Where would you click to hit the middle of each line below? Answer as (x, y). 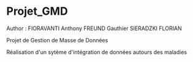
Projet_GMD (37, 11)
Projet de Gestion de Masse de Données (57, 40)
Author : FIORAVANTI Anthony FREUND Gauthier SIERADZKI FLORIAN (94, 28)
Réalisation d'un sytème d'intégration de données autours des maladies (97, 52)
